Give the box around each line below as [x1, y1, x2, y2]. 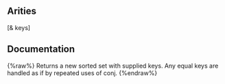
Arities [7, 5, 36, 17]
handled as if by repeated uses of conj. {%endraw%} [7, 68, 158, 77]
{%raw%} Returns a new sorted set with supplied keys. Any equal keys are [7, 61, 219, 70]
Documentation [7, 44, 75, 55]
